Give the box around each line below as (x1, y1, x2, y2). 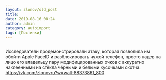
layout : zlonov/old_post (5, 7, 57, 12)
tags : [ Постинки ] (5, 30, 42, 35)
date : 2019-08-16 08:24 (5, 16, 55, 21)
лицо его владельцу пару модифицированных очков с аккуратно (5, 59, 144, 65)
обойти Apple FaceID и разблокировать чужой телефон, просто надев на (5, 54, 161, 60)
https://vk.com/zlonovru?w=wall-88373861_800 (5, 70, 105, 75)
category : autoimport (5, 26, 51, 31)
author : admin (5, 21, 35, 26)
